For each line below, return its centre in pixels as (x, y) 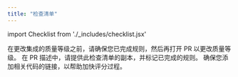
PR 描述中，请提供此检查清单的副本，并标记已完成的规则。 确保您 (126, 57)
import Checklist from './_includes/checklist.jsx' (77, 34)
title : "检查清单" (33, 14)
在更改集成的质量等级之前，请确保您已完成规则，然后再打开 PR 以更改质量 (116, 48)
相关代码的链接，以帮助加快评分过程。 (69, 66)
